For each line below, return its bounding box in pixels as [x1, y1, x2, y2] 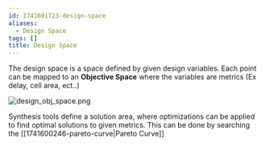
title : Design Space [8, 42, 78, 50]
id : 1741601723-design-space [8, 11, 106, 20]
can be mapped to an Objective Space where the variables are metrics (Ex [8, 72, 257, 82]
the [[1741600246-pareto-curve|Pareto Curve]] [8, 129, 165, 139]
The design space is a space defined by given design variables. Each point [8, 63, 257, 73]
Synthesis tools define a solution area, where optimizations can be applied [8, 112, 255, 121]
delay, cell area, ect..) [8, 81, 80, 91]
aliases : [8, 19, 38, 27]
